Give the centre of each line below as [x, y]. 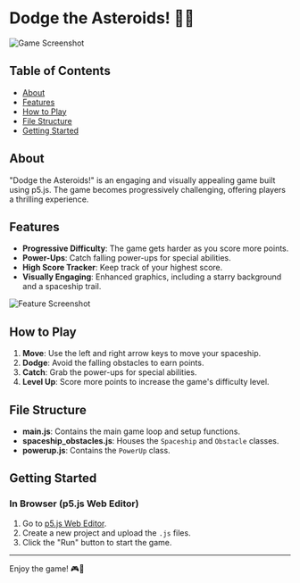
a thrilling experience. [49, 199]
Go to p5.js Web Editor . [64, 523]
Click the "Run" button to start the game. [97, 542]
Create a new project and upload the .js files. [106, 533]
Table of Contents [60, 71]
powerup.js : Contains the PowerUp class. [96, 450]
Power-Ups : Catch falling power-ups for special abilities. [127, 258]
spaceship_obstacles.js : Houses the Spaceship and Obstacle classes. [150, 441]
